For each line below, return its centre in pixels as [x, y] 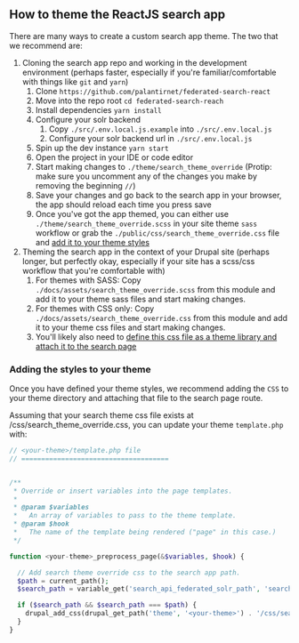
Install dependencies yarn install [98, 109]
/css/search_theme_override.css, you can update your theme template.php [146, 425]
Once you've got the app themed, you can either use [132, 213]
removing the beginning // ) [85, 185]
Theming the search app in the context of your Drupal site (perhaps [145, 252]
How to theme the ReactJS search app [117, 15]
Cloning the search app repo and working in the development [134, 62]
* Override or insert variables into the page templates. [123, 491]
